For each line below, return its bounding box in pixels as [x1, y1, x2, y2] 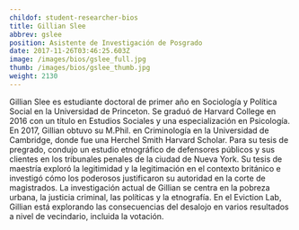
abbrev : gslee [9, 30, 63, 39]
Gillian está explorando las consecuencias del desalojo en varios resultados [9, 201, 289, 212]
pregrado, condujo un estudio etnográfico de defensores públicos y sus [9, 144, 276, 155]
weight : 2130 [9, 72, 58, 81]
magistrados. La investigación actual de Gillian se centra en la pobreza [9, 181, 271, 193]
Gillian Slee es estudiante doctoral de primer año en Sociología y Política [9, 96, 277, 107]
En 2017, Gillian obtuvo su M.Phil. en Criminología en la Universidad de [9, 125, 269, 136]
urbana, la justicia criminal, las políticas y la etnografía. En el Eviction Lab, [9, 191, 282, 202]
